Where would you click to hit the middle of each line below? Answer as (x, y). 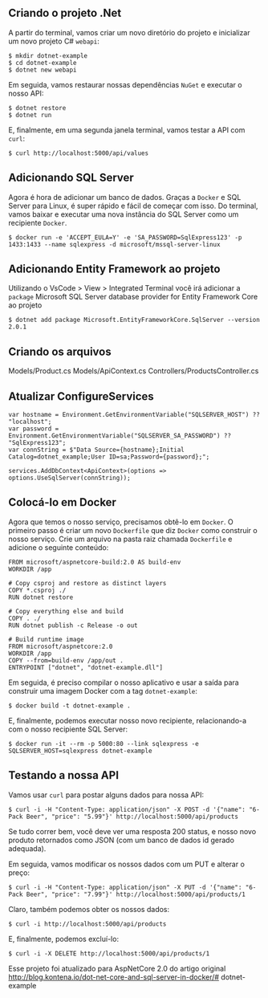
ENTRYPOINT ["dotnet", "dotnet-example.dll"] (85, 667)
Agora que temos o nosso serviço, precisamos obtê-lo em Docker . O (121, 522)
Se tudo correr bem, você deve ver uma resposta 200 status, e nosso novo (132, 831)
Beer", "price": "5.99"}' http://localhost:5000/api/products (132, 817)
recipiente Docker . (38, 222)
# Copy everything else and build (66, 611)
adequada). (27, 848)
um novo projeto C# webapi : (54, 41)
